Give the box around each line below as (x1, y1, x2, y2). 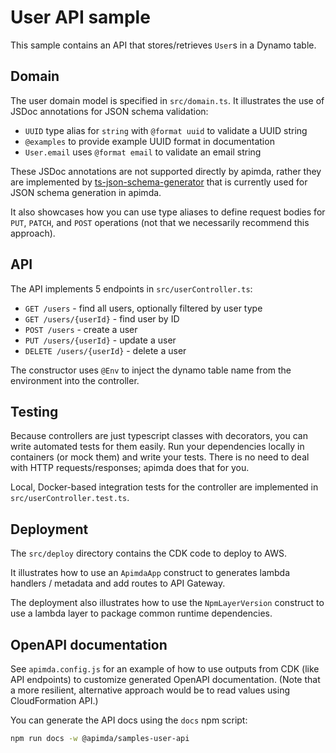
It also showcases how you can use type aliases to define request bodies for (10, 206, 326, 218)
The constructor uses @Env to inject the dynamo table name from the (10, 364, 292, 376)
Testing (10, 403, 59, 420)
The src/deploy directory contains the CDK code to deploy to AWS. (10, 547, 287, 560)
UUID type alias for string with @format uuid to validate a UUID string (24, 124, 308, 136)
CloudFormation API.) (10, 695, 99, 706)
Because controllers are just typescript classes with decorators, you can (10, 430, 308, 442)
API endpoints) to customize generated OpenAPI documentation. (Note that (10, 674, 321, 685)
